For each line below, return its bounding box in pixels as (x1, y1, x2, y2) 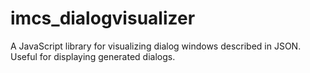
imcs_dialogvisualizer (10, 7, 196, 30)
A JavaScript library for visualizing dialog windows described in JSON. (10, 40, 302, 52)
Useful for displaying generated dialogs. (10, 50, 176, 62)
